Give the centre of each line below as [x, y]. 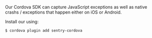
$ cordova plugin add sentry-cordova [44, 31]
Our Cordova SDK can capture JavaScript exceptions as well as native [76, 7]
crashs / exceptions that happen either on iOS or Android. [63, 12]
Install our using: [22, 22]
